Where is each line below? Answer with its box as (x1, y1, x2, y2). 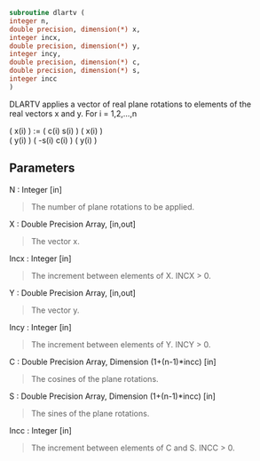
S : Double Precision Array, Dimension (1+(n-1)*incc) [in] (9, 391, 216, 401)
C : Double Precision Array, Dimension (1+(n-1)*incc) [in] (9, 356, 217, 367)
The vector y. (30, 305, 80, 315)
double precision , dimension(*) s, (9, 67, 141, 76)
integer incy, (9, 50, 62, 59)
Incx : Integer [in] (9, 253, 72, 264)
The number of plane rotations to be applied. (30, 201, 195, 212)
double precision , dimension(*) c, (9, 58, 141, 67)
